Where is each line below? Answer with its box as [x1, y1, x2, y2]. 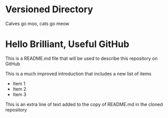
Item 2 [12, 86, 27, 92]
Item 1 [12, 80, 26, 86]
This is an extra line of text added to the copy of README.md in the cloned [5, 101, 163, 107]
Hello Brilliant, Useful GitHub [5, 38, 130, 50]
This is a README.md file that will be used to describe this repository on [5, 55, 158, 61]
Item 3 [12, 91, 27, 98]
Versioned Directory [5, 4, 93, 15]
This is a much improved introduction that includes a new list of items [5, 70, 152, 77]
